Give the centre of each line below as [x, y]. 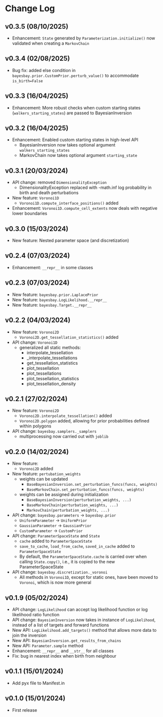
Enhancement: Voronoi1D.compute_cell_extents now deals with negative [85, 208]
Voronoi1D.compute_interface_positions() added [69, 203]
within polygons [35, 426]
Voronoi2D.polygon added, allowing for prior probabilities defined [84, 421]
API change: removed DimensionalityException [59, 183]
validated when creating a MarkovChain [51, 43]
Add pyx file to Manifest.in [38, 683]
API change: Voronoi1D [35, 342]
